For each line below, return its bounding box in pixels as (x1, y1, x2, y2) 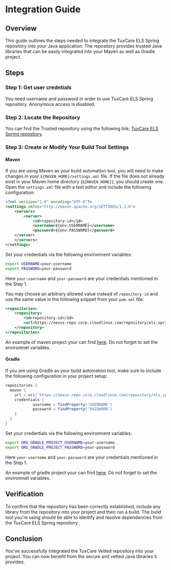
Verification (5, 490, 44, 498)
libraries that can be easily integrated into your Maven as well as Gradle (5, 49, 155, 54)
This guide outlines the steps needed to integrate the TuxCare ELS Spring (5, 37, 159, 43)
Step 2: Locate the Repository (5, 114, 80, 121)
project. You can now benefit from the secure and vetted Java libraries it (5, 554, 157, 560)
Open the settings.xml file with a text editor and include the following (5, 184, 152, 190)
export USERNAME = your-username (5, 261, 72, 267)
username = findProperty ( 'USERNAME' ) (32, 402, 113, 407)
